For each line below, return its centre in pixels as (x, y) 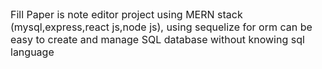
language (32, 52)
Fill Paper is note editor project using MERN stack (126, 14)
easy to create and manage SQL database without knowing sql (157, 39)
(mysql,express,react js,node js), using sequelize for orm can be (161, 27)
